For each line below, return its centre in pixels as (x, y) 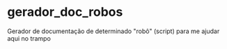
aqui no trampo (29, 38)
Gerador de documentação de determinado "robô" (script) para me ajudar (113, 31)
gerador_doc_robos (65, 12)
